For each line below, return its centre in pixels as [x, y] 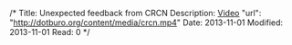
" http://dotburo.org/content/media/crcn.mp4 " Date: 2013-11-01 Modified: [146, 22]
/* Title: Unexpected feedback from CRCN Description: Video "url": [136, 13]
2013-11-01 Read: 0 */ [50, 32]
